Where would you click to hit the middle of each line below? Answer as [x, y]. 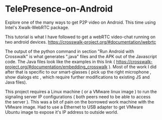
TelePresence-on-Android [59, 9]
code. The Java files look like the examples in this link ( [60, 61]
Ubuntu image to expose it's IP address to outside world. [62, 112]
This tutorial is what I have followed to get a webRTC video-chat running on [80, 37]
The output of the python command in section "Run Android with [70, 51]
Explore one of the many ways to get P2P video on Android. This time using [81, 22]
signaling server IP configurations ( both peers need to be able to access [78, 97]
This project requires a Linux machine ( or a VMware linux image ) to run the [81, 91]
